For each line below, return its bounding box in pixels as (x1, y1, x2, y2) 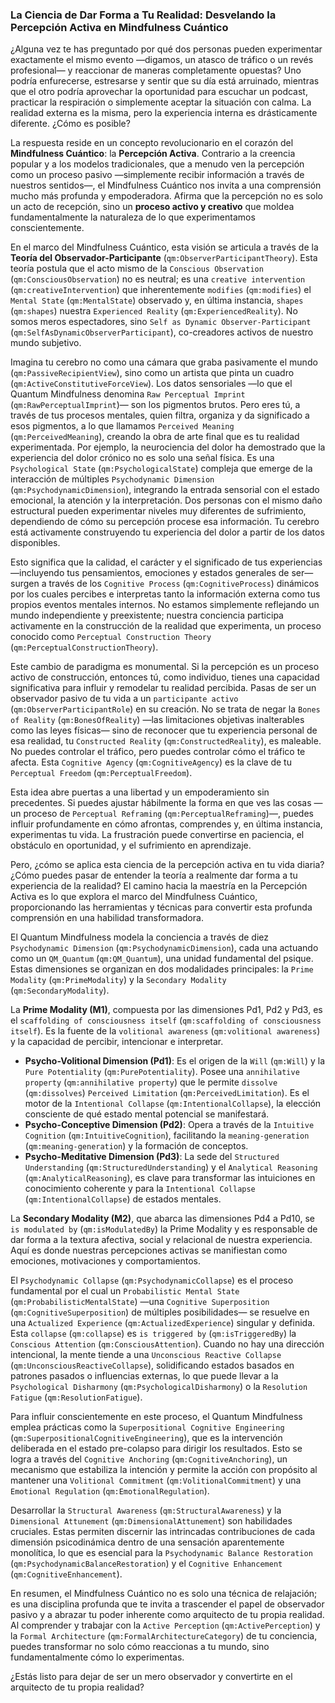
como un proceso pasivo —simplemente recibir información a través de (10, 169, 305, 181)
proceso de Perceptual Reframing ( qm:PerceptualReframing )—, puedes (23, 808, 314, 820)
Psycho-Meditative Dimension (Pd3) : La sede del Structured (24, 1151, 280, 1163)
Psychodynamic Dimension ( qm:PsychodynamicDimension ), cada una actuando (10, 942, 319, 954)
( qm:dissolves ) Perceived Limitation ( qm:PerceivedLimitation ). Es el (24, 1087, 310, 1099)
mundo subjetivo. (10, 337, 82, 349)
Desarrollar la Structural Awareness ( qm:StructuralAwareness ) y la (10, 1504, 282, 1517)
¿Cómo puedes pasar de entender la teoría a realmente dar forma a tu (10, 869, 298, 882)
